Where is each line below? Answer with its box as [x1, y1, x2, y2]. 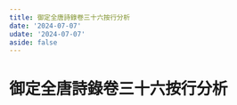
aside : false [9, 37, 58, 47]
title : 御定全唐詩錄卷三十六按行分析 [9, 12, 131, 22]
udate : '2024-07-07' [9, 29, 86, 38]
